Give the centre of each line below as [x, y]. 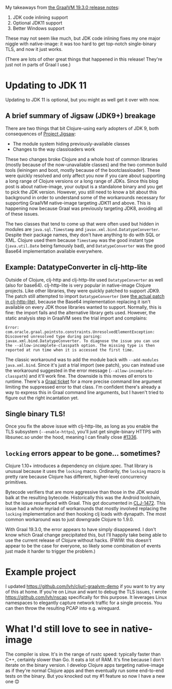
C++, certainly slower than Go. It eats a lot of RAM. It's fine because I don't [85, 660]
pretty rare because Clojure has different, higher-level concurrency [76, 477]
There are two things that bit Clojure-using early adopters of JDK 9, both [82, 128]
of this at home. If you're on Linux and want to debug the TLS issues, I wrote [86, 592]
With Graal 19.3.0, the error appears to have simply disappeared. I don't [81, 529]
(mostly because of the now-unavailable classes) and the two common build [86, 165]
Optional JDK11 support [37, 23]
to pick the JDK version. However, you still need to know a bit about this [81, 192]
